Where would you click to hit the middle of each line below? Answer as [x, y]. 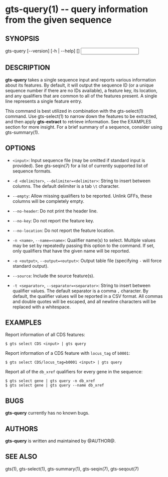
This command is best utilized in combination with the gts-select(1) [74, 111]
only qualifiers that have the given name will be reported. [71, 251]
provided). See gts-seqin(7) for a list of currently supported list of [80, 166]
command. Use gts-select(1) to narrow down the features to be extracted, [81, 116]
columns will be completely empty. [48, 201]
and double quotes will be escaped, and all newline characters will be [84, 301]
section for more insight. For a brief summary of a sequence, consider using [84, 127]
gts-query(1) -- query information [77, 9]
